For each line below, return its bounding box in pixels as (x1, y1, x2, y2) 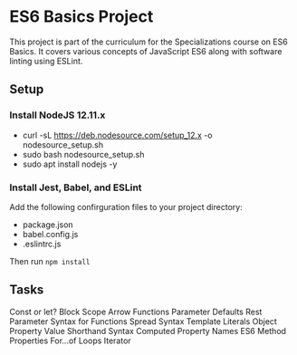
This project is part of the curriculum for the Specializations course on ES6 (9, 36, 288, 47)
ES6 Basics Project (9, 6, 154, 27)
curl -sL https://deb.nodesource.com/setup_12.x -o (22, 130, 213, 140)
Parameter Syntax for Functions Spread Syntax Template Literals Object (9, 315, 278, 327)
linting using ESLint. (9, 55, 83, 66)
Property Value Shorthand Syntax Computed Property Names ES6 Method (9, 325, 287, 336)
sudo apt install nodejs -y (22, 158, 118, 169)
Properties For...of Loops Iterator (9, 335, 131, 346)
